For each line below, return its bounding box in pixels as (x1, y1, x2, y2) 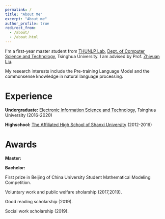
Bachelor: (5, 164, 26, 170)
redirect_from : (5, 26, 36, 31)
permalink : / (5, 7, 32, 12)
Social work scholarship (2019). (5, 208, 69, 214)
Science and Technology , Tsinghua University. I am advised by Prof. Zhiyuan (5, 53, 160, 59)
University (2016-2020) (5, 112, 53, 118)
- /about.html (9, 35, 38, 40)
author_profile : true (5, 21, 50, 26)
